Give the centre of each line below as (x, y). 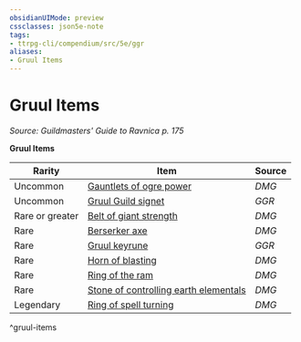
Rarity (47, 171)
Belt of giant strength (132, 215)
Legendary (37, 305)
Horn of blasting (122, 260)
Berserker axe (117, 231)
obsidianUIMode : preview (57, 18)
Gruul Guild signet (126, 201)
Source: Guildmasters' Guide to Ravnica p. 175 (97, 130)
